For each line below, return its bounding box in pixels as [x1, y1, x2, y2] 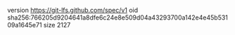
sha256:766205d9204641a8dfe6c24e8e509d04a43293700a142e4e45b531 [7, 13, 229, 22]
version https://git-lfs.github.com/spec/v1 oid [7, 6, 139, 14]
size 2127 [43, 21, 71, 29]
